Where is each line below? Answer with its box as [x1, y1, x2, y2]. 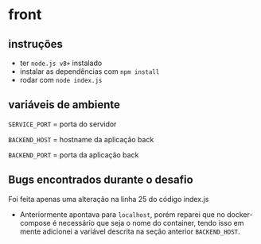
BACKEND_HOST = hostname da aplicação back [8, 134, 154, 144]
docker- [226, 209, 253, 219]
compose [19, 218, 51, 227]
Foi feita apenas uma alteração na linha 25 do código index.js [8, 194, 209, 203]
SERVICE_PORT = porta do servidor [8, 119, 117, 129]
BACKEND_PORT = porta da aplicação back [8, 149, 139, 160]
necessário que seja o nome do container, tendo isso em [58, 218, 244, 227]
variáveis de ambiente [8, 98, 121, 112]
